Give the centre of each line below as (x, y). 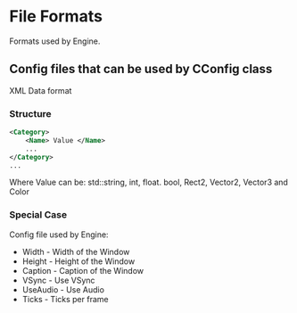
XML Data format (41, 90)
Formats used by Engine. (55, 41)
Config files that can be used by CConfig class (141, 69)
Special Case (38, 215)
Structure (30, 113)
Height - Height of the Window (78, 261)
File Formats (56, 16)
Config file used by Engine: (59, 235)
